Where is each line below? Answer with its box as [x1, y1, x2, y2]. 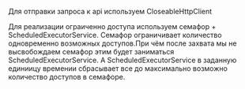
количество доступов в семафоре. [8, 72, 126, 81]
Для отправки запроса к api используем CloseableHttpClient [8, 7, 213, 16]
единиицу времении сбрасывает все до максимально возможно [8, 64, 228, 73]
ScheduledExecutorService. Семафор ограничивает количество [8, 31, 223, 39]
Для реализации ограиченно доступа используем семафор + [8, 22, 217, 31]
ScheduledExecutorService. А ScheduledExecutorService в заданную [8, 55, 237, 65]
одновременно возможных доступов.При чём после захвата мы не [8, 39, 237, 48]
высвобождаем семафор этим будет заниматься [8, 47, 175, 56]
